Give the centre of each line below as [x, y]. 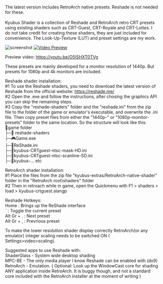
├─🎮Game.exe [21, 138]
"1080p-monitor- [132, 117]
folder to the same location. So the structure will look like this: [85, 122]
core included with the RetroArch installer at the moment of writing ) [73, 276]
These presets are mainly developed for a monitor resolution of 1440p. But [80, 66]
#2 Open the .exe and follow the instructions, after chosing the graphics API [81, 96]
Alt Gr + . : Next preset [27, 216]
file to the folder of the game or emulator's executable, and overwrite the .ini [81, 112]
